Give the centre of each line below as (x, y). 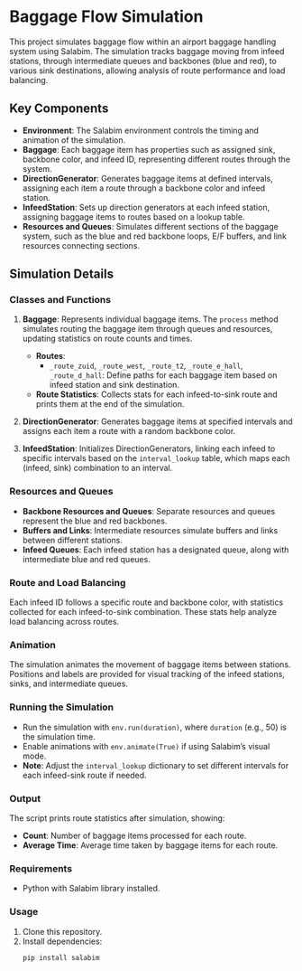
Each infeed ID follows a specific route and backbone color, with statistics (146, 602)
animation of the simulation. (74, 140)
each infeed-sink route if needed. (84, 775)
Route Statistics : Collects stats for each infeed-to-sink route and (156, 394)
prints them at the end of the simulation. (110, 404)
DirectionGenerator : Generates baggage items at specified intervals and (157, 421)
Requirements (41, 868)
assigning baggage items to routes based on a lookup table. (133, 217)
